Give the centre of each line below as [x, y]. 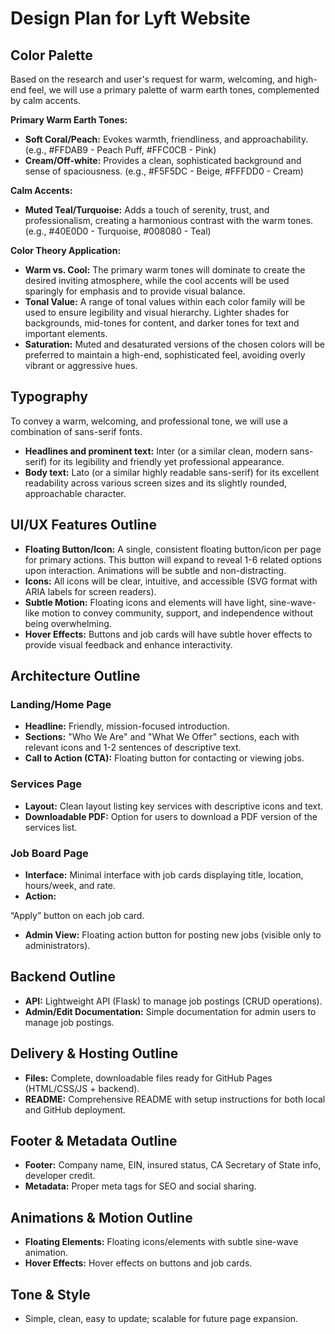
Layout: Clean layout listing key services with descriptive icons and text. [174, 806]
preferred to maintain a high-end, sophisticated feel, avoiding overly [165, 355]
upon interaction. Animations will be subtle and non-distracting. [155, 570]
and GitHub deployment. [75, 1109]
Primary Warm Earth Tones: [69, 120]
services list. [51, 827]
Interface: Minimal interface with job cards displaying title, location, [164, 874]
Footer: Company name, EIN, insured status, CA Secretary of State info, [173, 1165]
